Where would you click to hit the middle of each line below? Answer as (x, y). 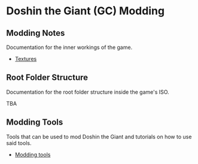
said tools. (19, 143)
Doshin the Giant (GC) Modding (86, 11)
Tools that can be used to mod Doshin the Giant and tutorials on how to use (99, 137)
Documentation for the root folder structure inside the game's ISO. (88, 92)
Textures (26, 59)
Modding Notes (36, 33)
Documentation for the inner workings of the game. (69, 47)
